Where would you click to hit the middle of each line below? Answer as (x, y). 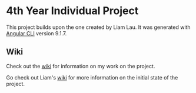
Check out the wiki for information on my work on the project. (81, 66)
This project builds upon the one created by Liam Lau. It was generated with (98, 27)
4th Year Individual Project (72, 11)
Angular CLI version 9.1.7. (36, 33)
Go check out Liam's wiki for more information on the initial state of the (92, 77)
